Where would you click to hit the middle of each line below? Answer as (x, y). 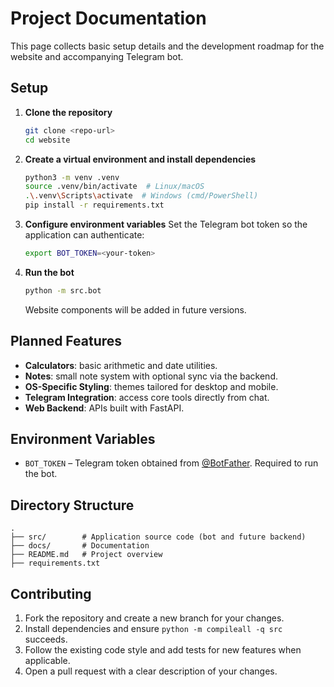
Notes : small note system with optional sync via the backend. (151, 376)
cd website (47, 140)
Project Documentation (108, 18)
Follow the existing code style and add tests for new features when (163, 650)
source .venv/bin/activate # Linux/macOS (114, 187)
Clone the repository (68, 112)
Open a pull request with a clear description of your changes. (151, 671)
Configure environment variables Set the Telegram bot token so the (166, 224)
